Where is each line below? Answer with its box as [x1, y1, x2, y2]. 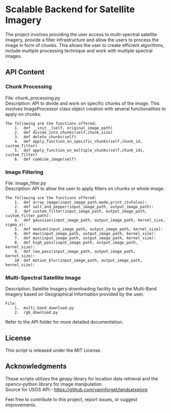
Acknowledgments [5, 362, 67, 371]
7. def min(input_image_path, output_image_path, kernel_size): [14, 235, 157, 240]
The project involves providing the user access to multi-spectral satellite [5, 31, 157, 37]
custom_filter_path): [5, 213, 52, 218]
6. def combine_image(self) [14, 157, 77, 162]
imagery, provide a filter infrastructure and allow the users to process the [5, 37, 159, 43]
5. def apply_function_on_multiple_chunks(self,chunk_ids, [14, 148, 145, 153]
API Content [5, 68, 45, 77]
